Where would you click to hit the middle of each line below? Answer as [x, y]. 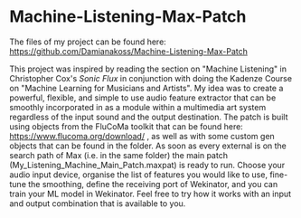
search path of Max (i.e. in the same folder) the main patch [119, 155]
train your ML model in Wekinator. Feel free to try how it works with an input [150, 194]
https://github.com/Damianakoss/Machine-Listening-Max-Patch [129, 51]
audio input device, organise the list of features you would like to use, [139, 175]
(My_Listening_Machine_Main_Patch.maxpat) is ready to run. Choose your [147, 165]
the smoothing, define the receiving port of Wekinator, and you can [153, 184]
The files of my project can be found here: [88, 42]
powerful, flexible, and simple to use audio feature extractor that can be [143, 98]
